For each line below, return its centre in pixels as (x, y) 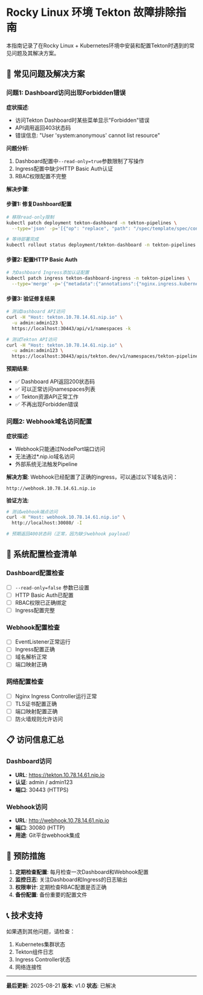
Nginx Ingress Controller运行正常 (56, 696)
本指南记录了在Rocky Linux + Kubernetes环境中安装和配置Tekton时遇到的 (98, 45)
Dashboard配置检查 (35, 573)
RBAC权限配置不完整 (41, 176)
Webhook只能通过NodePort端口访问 (60, 448)
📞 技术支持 (25, 916)
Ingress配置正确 (35, 650)
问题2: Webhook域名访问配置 (49, 422)
